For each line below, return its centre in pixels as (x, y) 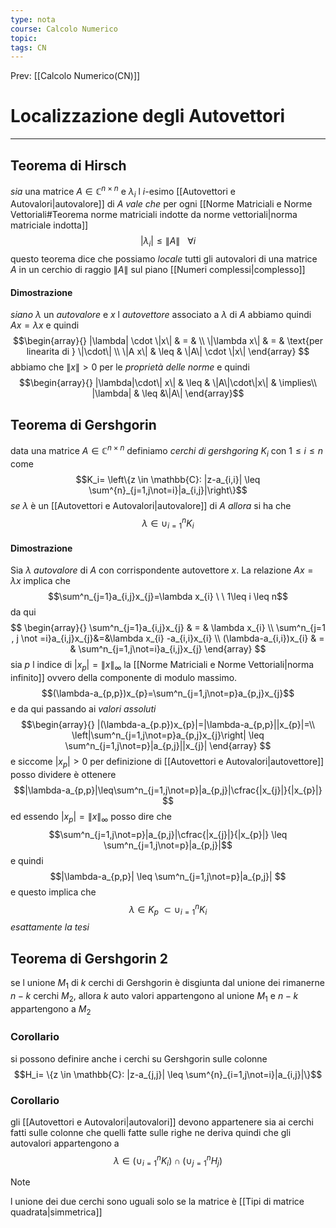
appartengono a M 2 (51, 1009)
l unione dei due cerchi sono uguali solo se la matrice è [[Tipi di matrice (157, 1202)
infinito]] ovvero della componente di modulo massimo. (124, 678)
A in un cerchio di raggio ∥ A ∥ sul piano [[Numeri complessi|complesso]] (158, 270)
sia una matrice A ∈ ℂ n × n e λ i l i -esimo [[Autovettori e (123, 192)
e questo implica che (53, 892)
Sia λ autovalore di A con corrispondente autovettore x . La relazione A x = (162, 570)
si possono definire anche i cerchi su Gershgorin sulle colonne (139, 1058)
